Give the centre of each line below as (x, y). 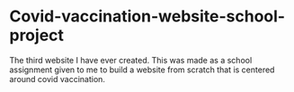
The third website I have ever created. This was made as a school (131, 60)
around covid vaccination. (58, 79)
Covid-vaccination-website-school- (147, 17)
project (37, 35)
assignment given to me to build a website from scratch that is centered (142, 70)
